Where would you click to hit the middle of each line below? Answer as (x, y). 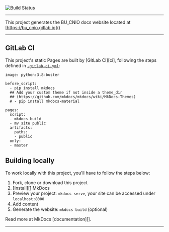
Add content (25, 204)
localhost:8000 (28, 199)
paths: (21, 132)
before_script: (21, 84)
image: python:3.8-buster (32, 75)
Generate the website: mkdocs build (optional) (60, 209)
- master (19, 145)
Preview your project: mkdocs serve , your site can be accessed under (84, 193)
